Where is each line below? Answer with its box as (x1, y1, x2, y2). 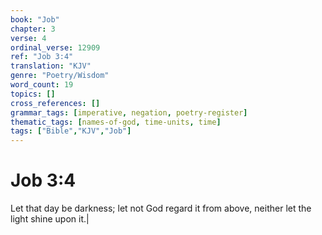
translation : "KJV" (10, 61, 92, 71)
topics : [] (10, 89, 56, 99)
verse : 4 (10, 33, 47, 43)
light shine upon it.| (10, 213, 90, 225)
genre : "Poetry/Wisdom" (10, 71, 110, 81)
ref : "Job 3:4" (10, 52, 74, 62)
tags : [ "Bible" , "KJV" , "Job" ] (10, 126, 132, 136)
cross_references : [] (10, 98, 101, 108)
